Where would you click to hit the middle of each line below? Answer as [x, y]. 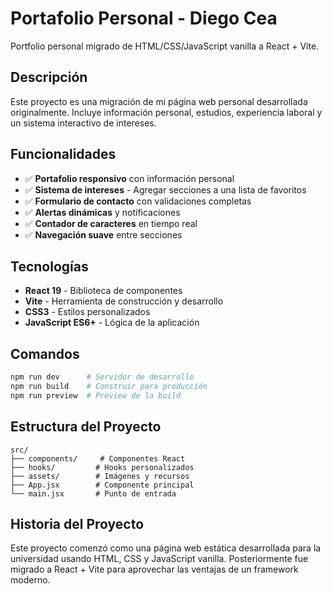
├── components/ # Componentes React [98, 458]
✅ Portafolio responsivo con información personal [129, 178]
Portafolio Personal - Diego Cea [144, 18]
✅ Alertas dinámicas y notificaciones [102, 212]
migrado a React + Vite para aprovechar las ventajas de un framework [154, 569]
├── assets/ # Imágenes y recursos [100, 476]
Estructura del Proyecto [86, 427]
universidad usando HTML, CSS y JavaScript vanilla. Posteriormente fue [159, 559]
